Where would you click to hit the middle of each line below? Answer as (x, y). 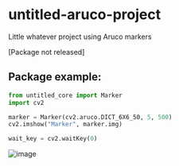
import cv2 (26, 102)
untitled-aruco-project (85, 15)
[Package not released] (47, 52)
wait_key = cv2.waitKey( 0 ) (53, 139)
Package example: (55, 77)
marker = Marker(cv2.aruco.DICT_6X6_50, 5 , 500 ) (90, 117)
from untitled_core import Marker (66, 95)
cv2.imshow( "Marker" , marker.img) (66, 125)
